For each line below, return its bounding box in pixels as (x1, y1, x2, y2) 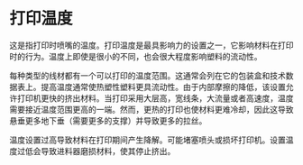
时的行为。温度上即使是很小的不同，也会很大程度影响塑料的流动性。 (9, 50, 262, 61)
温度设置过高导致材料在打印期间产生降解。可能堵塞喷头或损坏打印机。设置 (9, 134, 286, 145)
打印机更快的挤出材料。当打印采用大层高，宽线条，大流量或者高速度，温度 (16, 92, 294, 104)
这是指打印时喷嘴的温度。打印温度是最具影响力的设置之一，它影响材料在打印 (9, 40, 294, 50)
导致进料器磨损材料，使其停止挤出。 (40, 145, 176, 156)
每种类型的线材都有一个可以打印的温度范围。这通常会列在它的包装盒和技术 (9, 69, 286, 81)
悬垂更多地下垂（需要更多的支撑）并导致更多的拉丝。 (9, 115, 207, 126)
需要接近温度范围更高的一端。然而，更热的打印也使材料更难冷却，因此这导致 (9, 104, 294, 115)
